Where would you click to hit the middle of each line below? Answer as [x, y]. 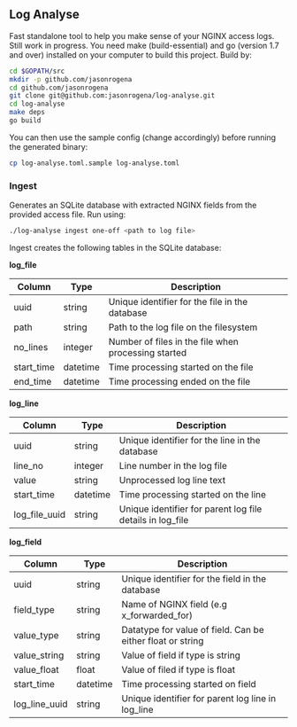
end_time [33, 381]
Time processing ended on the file [179, 381]
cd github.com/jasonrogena [59, 88]
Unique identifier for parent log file [190, 509]
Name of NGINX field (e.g [175, 604]
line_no [29, 465]
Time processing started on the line [193, 494]
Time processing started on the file [181, 367]
